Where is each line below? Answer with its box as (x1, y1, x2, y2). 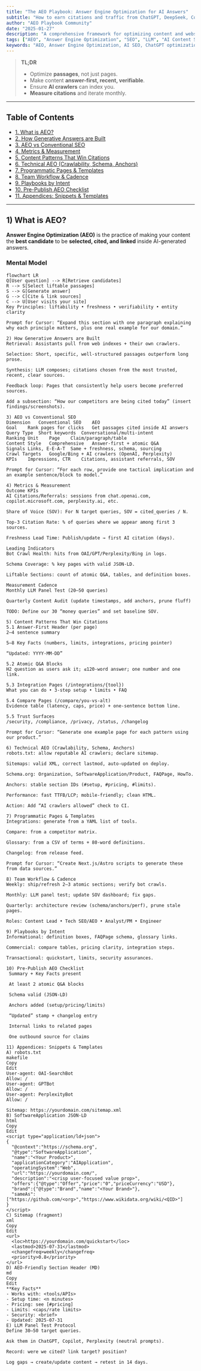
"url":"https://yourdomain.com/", (11, 1170, 98, 1176)
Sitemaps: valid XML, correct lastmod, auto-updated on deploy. (6, 760, 170, 767)
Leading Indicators (6, 545, 55, 551)
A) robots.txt (6, 1049, 42, 1055)
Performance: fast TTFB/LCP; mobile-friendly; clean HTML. (6, 792, 157, 798)
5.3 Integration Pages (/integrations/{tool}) (6, 682, 124, 688)
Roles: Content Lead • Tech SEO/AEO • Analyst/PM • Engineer (6, 918, 162, 924)
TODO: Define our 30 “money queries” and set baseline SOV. (6, 608, 160, 614)
